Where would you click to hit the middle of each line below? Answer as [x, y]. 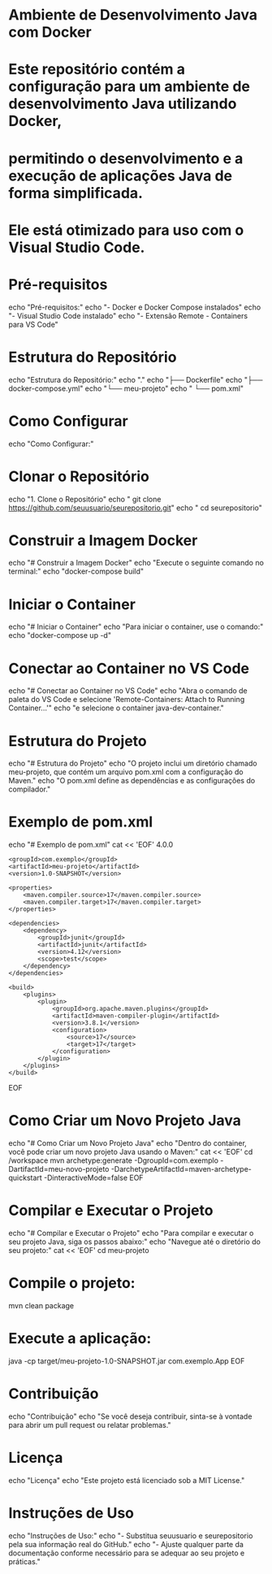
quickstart [25, 1178]
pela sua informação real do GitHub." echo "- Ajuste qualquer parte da [126, 1544]
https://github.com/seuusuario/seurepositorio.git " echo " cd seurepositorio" [135, 507]
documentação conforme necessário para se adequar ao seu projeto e [127, 1553]
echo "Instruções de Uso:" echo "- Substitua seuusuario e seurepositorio [131, 1535]
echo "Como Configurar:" [51, 444]
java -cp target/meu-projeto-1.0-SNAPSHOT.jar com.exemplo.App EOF [127, 1361]
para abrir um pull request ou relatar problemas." [90, 1424]
